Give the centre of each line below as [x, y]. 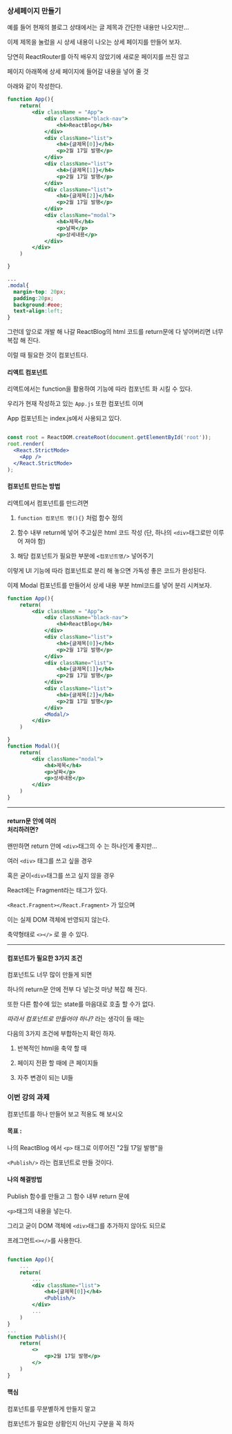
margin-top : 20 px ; [40, 292]
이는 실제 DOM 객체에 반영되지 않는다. [59, 920]
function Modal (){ [33, 746]
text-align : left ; [38, 311]
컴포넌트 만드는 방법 [34, 486]
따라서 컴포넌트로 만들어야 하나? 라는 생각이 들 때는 [76, 1019]
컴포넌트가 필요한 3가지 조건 [45, 958]
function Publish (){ [37, 1337]
